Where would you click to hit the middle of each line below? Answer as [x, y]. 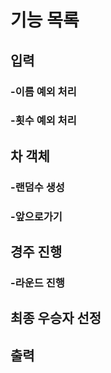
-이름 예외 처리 [43, 91]
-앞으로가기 [36, 216]
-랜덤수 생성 [37, 187]
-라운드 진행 [37, 283]
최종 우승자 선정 [56, 318]
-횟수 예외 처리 [43, 121]
